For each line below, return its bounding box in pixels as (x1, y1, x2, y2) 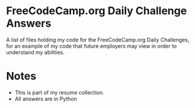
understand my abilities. (6, 48, 65, 55)
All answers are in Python (14, 95, 77, 102)
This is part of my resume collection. (14, 89, 104, 96)
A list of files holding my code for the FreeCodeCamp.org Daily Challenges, (6, 36, 190, 43)
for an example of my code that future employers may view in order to (6, 42, 177, 50)
